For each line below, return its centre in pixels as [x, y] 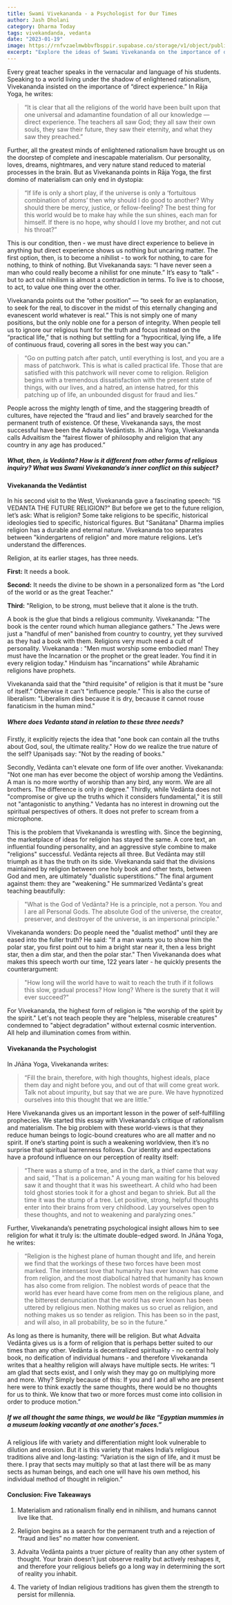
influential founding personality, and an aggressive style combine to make [112, 847]
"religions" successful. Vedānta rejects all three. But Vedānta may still [106, 854]
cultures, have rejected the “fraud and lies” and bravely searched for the [110, 415]
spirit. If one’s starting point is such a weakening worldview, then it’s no [108, 1142]
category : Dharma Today [41, 26]
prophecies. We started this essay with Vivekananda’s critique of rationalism [116, 1120]
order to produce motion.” [44, 1402]
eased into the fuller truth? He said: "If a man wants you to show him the [110, 940]
